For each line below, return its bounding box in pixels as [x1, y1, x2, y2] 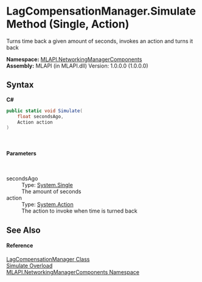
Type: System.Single [21, 182, 73, 189]
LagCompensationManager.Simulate [6, 4, 197, 18]
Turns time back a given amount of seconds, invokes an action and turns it [6, 37, 193, 44]
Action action [17, 119, 53, 125]
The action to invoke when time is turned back [21, 207, 138, 214]
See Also [6, 225, 41, 235]
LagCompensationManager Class [6, 256, 90, 263]
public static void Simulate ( [6, 108, 83, 114]
